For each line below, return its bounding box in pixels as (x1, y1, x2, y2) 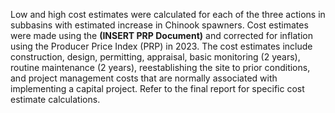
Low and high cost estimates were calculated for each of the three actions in (10, 9, 326, 20)
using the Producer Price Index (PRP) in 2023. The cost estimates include (10, 40, 313, 52)
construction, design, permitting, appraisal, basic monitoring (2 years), (10, 51, 301, 63)
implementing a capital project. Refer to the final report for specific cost (10, 83, 305, 94)
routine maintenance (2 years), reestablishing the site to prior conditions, (10, 62, 311, 73)
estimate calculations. (10, 94, 101, 105)
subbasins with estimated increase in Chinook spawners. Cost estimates (10, 19, 309, 31)
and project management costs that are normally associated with (10, 72, 278, 84)
